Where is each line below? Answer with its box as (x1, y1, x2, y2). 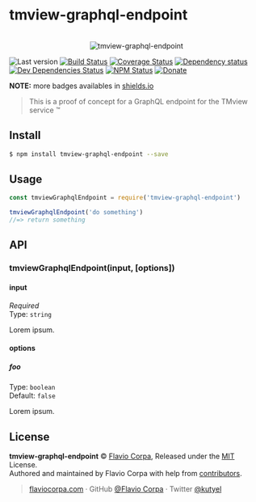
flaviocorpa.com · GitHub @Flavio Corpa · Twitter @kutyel (28, 483, 222, 494)
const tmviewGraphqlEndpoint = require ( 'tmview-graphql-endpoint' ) (9, 194, 241, 202)
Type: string (9, 309, 52, 318)
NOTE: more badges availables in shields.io (9, 81, 154, 91)
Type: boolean (9, 382, 56, 392)
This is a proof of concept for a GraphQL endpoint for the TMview (28, 96, 249, 106)
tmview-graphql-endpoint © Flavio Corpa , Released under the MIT (9, 451, 235, 461)
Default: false (9, 390, 56, 401)
